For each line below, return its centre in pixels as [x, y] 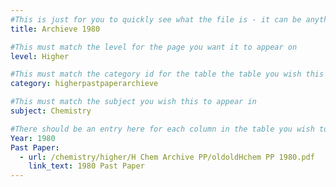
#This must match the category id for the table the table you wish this [167, 74]
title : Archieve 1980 [55, 29]
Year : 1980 [33, 138]
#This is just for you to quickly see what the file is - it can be [156, 19]
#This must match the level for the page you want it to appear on [154, 47]
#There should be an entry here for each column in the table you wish [162, 129]
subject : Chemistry [51, 111]
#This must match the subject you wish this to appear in [133, 102]
